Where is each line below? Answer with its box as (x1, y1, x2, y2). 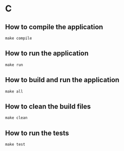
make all (5, 89, 23, 94)
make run (5, 62, 23, 67)
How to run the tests (5, 129, 69, 137)
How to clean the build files (5, 102, 91, 111)
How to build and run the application (5, 76, 120, 84)
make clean (5, 115, 28, 120)
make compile (5, 36, 32, 41)
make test (5, 142, 26, 147)
